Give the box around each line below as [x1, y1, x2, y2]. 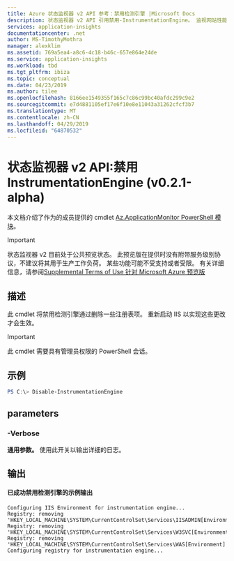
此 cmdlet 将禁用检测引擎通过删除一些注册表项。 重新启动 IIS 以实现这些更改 [7, 310, 226, 318]
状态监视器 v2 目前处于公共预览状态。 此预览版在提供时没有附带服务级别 [7, 250, 215, 259]
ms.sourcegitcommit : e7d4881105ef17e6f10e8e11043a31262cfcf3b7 [7, 101, 195, 108]
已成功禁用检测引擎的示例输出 [7, 488, 93, 497]
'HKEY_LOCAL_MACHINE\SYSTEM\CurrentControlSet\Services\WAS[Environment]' [7, 541, 229, 548]
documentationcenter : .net [7, 29, 86, 37]
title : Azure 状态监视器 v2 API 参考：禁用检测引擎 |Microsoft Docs [7, 10, 196, 17]
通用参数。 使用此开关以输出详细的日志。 [7, 445, 125, 454]
